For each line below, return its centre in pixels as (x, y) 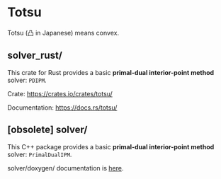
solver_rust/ (35, 56)
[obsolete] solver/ (47, 130)
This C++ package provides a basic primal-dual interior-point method (111, 146)
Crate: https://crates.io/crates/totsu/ (60, 93)
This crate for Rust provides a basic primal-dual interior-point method (111, 72)
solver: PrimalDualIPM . (40, 154)
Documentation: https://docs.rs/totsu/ (62, 108)
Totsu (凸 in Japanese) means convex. (63, 33)
